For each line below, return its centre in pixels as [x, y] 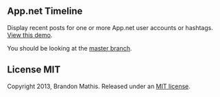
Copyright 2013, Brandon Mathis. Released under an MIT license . [99, 86]
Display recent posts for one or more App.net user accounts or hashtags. [110, 27]
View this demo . [30, 35]
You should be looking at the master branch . [70, 48]
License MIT [34, 70]
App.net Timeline [45, 11]
